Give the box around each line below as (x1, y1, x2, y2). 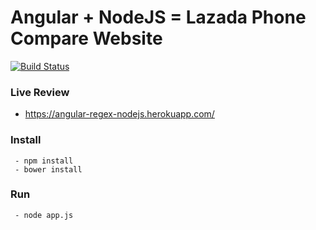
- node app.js (14, 210, 74, 220)
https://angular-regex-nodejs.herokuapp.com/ (24, 108, 215, 120)
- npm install (14, 156, 74, 166)
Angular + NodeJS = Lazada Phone (10, 6, 307, 29)
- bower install (14, 164, 83, 175)
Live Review (10, 85, 70, 99)
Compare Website (10, 27, 163, 50)
